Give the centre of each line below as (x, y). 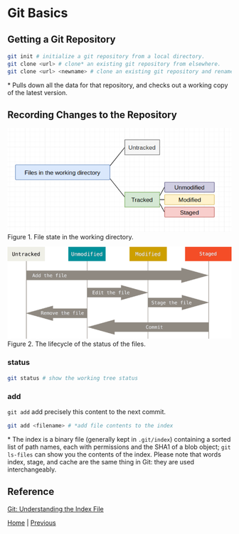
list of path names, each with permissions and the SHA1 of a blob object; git (119, 447)
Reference (31, 492)
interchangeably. (32, 469)
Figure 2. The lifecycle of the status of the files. (76, 344)
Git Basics (38, 13)
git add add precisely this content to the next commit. (86, 412)
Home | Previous (32, 523)
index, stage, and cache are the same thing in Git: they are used (101, 462)
